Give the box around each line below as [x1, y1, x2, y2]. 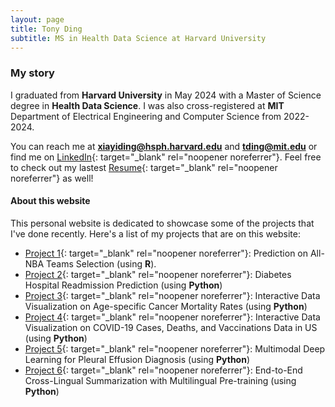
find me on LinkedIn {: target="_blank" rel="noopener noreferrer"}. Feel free [10, 151, 322, 163]
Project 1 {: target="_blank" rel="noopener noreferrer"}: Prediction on [24, 247, 309, 259]
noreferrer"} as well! [10, 172, 94, 184]
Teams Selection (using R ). [46, 257, 157, 270]
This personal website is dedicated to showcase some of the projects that [10, 217, 315, 229]
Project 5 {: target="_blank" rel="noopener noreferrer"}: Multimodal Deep [24, 342, 326, 355]
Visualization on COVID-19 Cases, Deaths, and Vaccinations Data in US [24, 321, 318, 333]
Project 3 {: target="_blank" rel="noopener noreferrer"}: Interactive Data [24, 289, 321, 301]
